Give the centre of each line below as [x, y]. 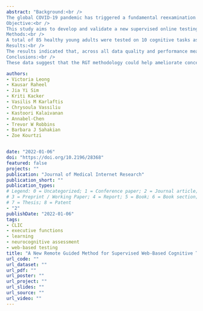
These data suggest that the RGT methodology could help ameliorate [94, 62]
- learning [20, 236]
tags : [13, 219]
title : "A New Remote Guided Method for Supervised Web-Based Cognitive [100, 253]
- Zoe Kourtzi [24, 136]
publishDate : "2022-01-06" [40, 214]
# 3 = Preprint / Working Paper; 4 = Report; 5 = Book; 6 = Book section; [102, 197]
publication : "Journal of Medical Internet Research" [76, 174]
